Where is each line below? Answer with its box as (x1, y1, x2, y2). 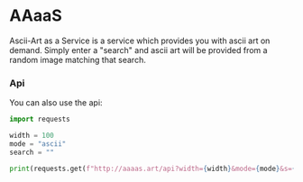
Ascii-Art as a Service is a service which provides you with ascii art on (9, 35, 271, 46)
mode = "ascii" (9, 139, 67, 149)
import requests (9, 114, 70, 124)
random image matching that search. (9, 54, 146, 65)
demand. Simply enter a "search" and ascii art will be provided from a (9, 44, 268, 55)
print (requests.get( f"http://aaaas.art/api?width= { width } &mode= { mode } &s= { (9, 164, 297, 173)
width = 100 (9, 132, 54, 141)
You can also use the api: (9, 97, 103, 108)
